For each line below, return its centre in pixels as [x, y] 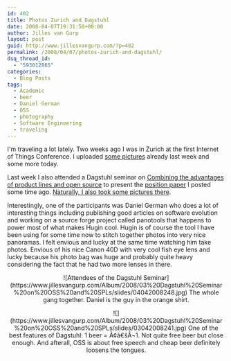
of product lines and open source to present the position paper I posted [109, 185]
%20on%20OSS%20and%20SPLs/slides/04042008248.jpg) [101, 292]
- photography [34, 116]
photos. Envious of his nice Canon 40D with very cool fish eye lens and [109, 249]
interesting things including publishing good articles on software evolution [112, 213]
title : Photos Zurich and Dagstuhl [58, 20]
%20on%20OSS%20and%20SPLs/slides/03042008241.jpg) [100, 328]
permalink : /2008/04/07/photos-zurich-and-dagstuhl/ [85, 53]
